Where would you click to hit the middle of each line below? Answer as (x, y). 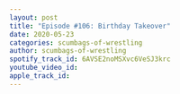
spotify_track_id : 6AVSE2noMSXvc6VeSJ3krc (90, 59)
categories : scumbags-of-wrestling (76, 43)
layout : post (34, 17)
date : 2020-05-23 (42, 34)
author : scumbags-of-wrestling (68, 51)
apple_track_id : (40, 76)
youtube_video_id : (44, 68)
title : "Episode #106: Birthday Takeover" (90, 26)
